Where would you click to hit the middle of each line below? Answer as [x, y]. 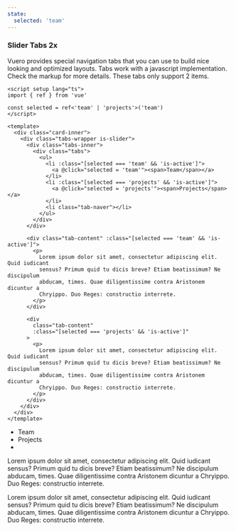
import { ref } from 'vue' [47, 95]
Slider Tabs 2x [33, 45]
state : [17, 14]
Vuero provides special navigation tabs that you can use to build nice [108, 60]
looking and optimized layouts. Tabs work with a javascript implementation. [117, 68]
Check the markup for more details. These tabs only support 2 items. [108, 76]
